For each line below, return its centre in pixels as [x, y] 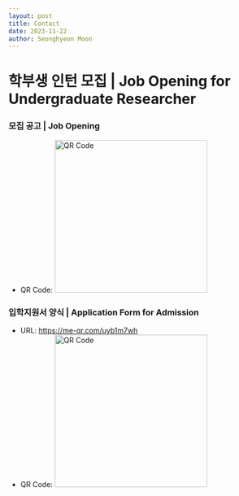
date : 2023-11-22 [38, 31]
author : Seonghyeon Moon [50, 39]
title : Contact [34, 24]
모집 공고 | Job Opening [54, 126]
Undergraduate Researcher [102, 99]
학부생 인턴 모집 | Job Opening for [119, 81]
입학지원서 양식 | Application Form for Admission [104, 312]
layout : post [30, 16]
